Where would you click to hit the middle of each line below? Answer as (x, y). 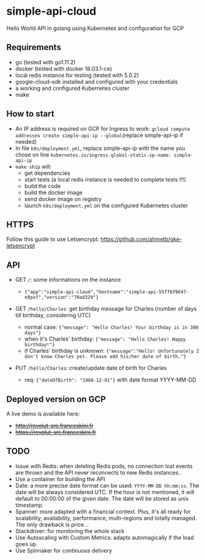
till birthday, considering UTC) (53, 315)
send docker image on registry (63, 199)
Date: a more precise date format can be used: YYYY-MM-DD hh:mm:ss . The (107, 485)
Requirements (34, 47)
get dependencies (47, 173)
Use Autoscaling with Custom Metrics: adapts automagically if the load (104, 537)
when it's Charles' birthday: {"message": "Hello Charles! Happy (105, 339)
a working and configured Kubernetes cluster (72, 88)
